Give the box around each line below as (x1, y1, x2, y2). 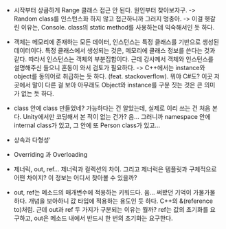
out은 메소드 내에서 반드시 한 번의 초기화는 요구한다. (34, 214, 173, 222)
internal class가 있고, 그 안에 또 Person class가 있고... (13, 121, 160, 129)
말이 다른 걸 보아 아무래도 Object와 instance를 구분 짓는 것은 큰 (32, 81, 203, 89)
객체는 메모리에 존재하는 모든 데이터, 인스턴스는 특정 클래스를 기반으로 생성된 (13, 38, 220, 46)
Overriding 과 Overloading (13, 151, 88, 158)
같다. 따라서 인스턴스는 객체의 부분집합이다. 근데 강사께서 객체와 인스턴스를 (13, 55, 214, 63)
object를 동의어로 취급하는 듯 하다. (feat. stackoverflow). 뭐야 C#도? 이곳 (13, 72, 213, 80)
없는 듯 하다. (21, 89, 54, 98)
